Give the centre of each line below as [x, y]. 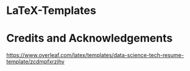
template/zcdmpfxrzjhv [36, 62]
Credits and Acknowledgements [90, 39]
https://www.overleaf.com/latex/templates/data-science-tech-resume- [95, 55]
